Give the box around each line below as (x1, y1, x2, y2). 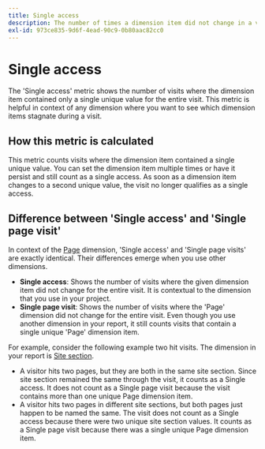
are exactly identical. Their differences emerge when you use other (8, 253, 226, 263)
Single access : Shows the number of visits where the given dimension (19, 277, 249, 286)
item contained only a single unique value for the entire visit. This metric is (8, 95, 250, 104)
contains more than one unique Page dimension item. (19, 391, 193, 401)
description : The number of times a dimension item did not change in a (8, 19, 252, 27)
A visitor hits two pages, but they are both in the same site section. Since (19, 366, 257, 376)
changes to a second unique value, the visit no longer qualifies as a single (8, 181, 248, 190)
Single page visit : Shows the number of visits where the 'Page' (19, 301, 226, 312)
